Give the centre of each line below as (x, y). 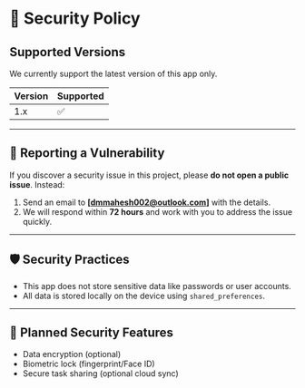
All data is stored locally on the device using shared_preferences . (144, 296)
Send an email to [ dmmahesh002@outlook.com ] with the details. (146, 202)
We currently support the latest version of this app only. (113, 73)
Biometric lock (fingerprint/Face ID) (89, 364)
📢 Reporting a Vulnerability (87, 153)
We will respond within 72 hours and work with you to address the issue (157, 211)
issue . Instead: (37, 184)
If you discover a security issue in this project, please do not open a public (149, 175)
